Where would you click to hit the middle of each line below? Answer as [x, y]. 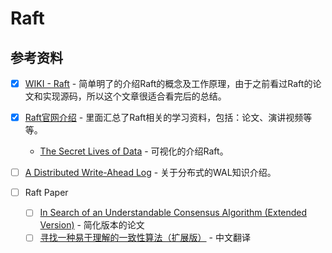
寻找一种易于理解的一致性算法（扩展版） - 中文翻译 [145, 238]
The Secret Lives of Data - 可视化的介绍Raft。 [134, 151]
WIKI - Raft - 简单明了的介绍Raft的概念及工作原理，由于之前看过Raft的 [168, 83]
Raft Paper [46, 193]
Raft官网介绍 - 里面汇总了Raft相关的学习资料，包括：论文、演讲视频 [164, 118]
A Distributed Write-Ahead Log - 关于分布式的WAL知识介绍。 [150, 173]
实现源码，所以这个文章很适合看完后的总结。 [134, 96]
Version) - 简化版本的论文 [92, 225]
